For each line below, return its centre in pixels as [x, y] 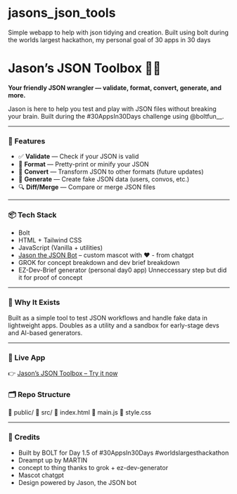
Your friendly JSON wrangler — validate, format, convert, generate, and [115, 87]
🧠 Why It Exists [34, 302]
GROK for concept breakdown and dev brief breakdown [99, 263]
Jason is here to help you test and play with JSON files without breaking [112, 109]
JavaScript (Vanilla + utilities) [60, 248]
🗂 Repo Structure [39, 394]
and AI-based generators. [45, 332]
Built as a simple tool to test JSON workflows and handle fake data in [108, 318]
